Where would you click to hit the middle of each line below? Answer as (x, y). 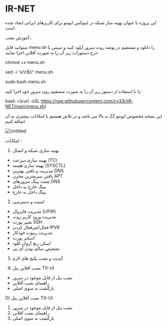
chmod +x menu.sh (25, 62)
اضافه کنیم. (16, 121)
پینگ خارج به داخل (29, 186)
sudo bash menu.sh (25, 81)
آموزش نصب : (18, 37)
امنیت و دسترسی (28, 201)
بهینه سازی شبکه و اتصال (35, 150)
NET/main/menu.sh (25, 106)
